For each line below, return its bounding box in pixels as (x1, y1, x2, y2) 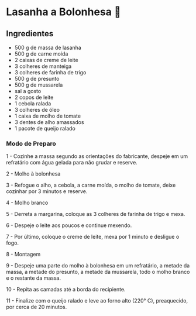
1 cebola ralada (14, 100, 51, 107)
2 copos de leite (14, 94, 54, 101)
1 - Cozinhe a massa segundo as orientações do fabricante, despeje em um (6, 153, 188, 160)
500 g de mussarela (14, 81, 63, 88)
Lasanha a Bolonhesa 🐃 (6, 5, 121, 19)
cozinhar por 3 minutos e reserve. (6, 188, 88, 195)
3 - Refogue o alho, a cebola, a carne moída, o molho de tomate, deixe (6, 181, 176, 189)
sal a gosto (14, 88, 42, 94)
